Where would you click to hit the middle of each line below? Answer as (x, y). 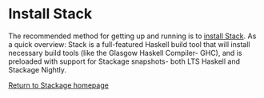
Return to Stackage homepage (59, 85)
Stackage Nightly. (37, 69)
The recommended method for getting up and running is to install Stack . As (132, 36)
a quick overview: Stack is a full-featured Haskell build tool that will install (129, 44)
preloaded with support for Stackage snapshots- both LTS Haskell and (124, 61)
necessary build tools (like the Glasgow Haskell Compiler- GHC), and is (125, 53)
